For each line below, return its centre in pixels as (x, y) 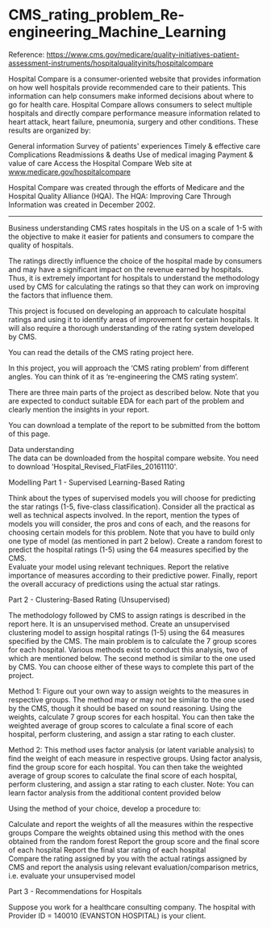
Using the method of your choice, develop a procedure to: (105, 808)
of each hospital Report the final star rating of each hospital (107, 850)
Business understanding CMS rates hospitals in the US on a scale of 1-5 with (135, 227)
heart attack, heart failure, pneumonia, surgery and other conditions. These (133, 121)
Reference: (27, 54)
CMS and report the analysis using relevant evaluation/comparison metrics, (133, 867)
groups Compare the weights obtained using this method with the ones (126, 833)
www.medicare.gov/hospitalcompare (70, 172)
